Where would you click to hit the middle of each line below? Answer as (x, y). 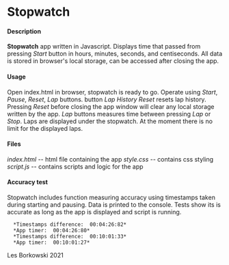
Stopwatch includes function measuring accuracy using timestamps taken (111, 197)
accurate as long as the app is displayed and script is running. (94, 212)
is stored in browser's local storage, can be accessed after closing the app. (113, 61)
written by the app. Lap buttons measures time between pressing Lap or (109, 114)
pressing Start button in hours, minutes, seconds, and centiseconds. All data (115, 54)
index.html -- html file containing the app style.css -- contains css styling (110, 159)
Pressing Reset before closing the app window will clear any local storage (111, 106)
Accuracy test (27, 182)
